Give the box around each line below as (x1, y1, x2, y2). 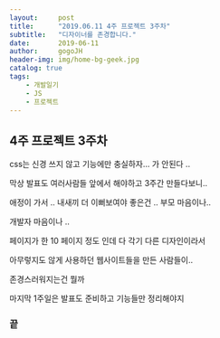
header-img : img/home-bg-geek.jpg (9, 55, 140, 64)
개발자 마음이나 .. (9, 216, 71, 227)
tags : (9, 72, 30, 81)
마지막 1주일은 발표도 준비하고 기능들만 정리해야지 (9, 293, 185, 304)
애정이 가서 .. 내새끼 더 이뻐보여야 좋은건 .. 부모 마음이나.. (9, 197, 211, 208)
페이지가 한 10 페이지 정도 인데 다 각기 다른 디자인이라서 (9, 236, 206, 247)
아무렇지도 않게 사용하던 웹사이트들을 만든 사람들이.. (9, 255, 193, 266)
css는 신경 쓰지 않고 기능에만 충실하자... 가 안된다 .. (9, 159, 191, 170)
